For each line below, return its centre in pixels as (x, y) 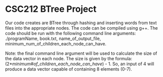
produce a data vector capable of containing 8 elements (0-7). (69, 69)
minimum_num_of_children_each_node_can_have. (56, 43)
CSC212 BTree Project (51, 9)
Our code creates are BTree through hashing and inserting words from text (81, 23)
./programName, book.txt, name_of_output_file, (53, 38)
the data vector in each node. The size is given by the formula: (69, 58)
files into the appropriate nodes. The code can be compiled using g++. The (81, 28)
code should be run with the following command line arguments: (71, 33)
